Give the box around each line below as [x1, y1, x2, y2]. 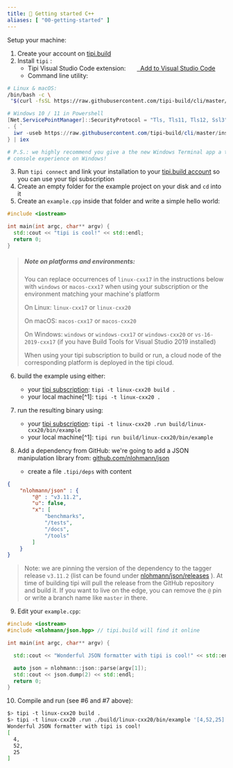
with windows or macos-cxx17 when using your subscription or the [24, 282, 209, 290]
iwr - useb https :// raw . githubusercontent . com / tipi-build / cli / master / [13, 129, 218, 136]
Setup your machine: [7, 35, 67, 44]
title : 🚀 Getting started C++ [7, 10, 95, 17]
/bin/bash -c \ [7, 91, 51, 98]
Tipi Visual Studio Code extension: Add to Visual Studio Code [27, 64, 216, 72]
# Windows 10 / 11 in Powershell [7, 110, 104, 117]
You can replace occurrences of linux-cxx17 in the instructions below [24, 275, 224, 283]
